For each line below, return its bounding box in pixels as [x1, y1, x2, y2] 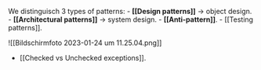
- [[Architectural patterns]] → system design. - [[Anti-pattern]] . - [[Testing [8, 15, 253, 24]
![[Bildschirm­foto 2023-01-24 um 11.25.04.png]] [8, 38, 162, 47]
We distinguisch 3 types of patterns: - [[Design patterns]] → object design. [8, 7, 252, 16]
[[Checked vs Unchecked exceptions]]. [19, 54, 147, 62]
